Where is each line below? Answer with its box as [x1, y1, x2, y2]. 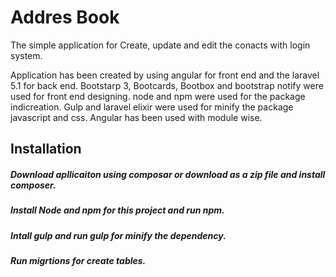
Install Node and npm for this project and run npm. [10, 204, 225, 216]
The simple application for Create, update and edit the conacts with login [10, 39, 311, 51]
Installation [10, 141, 82, 158]
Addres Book [10, 6, 120, 29]
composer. [10, 179, 57, 191]
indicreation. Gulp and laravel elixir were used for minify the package [10, 101, 294, 113]
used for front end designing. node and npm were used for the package [10, 90, 306, 102]
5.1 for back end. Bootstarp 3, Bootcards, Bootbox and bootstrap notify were [10, 79, 324, 91]
